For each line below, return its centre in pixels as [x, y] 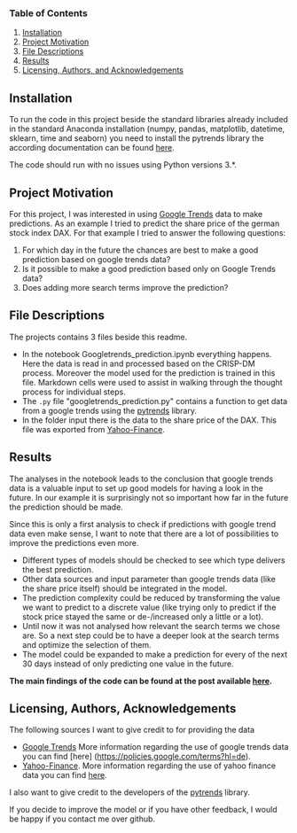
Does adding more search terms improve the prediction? [125, 287]
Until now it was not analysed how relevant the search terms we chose [151, 626]
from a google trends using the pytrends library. [109, 410]
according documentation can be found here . [92, 148]
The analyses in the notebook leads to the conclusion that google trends [141, 479]
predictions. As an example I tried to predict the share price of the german [145, 223]
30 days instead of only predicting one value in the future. [128, 664]
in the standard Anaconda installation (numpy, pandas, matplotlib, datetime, [147, 129]
